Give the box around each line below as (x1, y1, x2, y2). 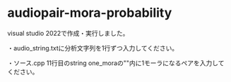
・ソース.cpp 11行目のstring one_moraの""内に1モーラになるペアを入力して (7, 58, 225, 67)
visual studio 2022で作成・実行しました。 (7, 29, 129, 37)
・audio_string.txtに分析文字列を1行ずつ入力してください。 (7, 43, 179, 52)
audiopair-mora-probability (7, 5, 172, 21)
